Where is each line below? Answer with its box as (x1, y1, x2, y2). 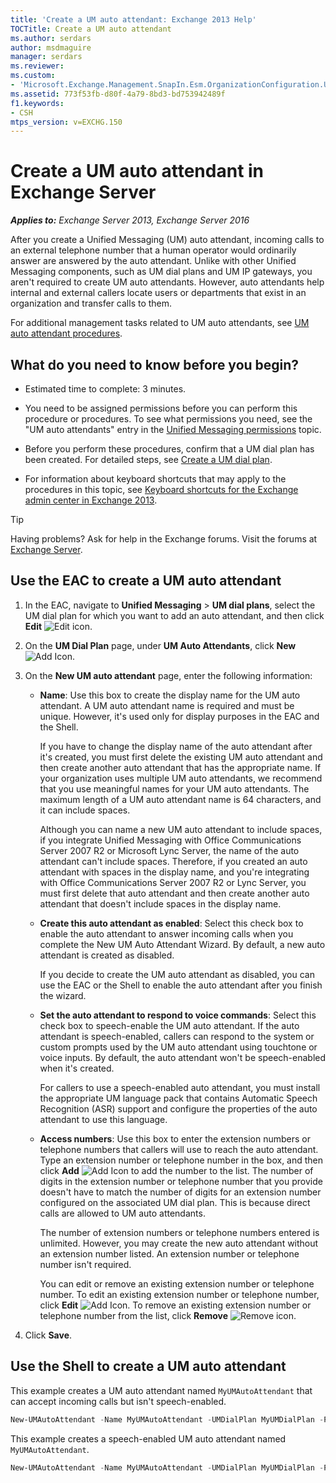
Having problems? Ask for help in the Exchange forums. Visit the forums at (10, 533, 318, 545)
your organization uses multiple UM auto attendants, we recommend (39, 772, 323, 784)
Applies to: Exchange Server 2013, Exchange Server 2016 (10, 214, 250, 226)
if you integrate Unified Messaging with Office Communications (39, 834, 302, 846)
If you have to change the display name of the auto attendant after (39, 740, 313, 752)
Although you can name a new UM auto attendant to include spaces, (39, 823, 323, 835)
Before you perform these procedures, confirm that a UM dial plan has (24, 443, 315, 455)
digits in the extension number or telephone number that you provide (39, 1175, 323, 1187)
